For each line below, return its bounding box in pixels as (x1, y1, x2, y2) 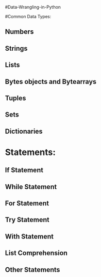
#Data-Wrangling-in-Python (5, 4, 61, 10)
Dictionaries (5, 127, 43, 136)
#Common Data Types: (5, 14, 51, 19)
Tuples (5, 94, 26, 102)
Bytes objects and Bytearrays (5, 78, 97, 86)
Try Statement (5, 216, 50, 224)
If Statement (5, 166, 44, 175)
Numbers (5, 28, 34, 36)
